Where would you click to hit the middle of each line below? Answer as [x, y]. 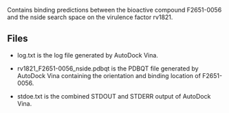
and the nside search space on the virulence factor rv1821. [90, 17]
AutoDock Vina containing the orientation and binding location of [109, 75]
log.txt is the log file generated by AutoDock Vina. [87, 55]
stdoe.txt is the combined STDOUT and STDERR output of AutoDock [114, 96]
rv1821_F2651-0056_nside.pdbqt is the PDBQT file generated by [108, 68]
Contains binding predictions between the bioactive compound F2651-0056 [115, 10]
